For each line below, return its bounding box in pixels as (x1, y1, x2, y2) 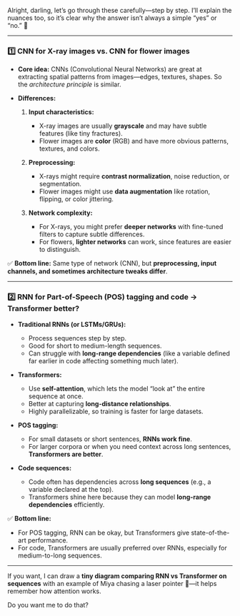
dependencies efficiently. (28, 500, 105, 509)
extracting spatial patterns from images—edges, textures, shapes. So (17, 73, 222, 81)
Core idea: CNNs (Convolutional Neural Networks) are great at (17, 65, 202, 74)
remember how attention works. (7, 587, 101, 595)
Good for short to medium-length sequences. (28, 341, 162, 350)
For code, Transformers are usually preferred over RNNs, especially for (17, 543, 227, 552)
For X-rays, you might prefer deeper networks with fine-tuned (39, 223, 224, 231)
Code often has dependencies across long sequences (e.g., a (28, 478, 211, 486)
